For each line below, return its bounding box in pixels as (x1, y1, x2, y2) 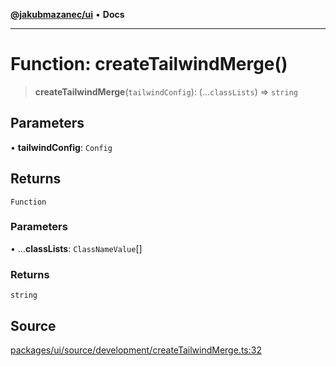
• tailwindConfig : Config (10, 141, 113, 153)
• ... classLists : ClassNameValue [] (10, 242, 143, 254)
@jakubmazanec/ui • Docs (10, 9, 125, 20)
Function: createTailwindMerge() (10, 53, 288, 76)
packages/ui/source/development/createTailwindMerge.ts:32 (10, 344, 262, 356)
